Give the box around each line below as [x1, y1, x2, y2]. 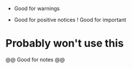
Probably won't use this [5, 37, 124, 50]
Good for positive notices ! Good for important [14, 16, 127, 23]
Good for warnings [14, 5, 60, 12]
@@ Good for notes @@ [5, 56, 65, 63]
